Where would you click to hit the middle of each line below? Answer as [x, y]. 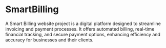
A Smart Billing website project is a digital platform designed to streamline [83, 23]
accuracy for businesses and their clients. [49, 40]
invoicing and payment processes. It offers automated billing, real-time [80, 29]
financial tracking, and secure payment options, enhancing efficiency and [83, 34]
